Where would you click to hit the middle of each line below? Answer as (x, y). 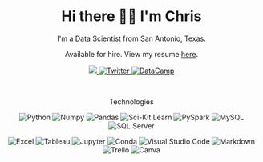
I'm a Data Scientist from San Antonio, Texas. (131, 38)
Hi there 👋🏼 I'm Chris (131, 16)
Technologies (131, 101)
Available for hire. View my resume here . (131, 54)
